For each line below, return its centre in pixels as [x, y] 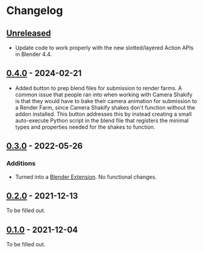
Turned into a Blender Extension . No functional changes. [86, 177]
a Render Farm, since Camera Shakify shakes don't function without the [105, 107]
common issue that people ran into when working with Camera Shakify [104, 94]
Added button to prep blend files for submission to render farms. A [98, 88]
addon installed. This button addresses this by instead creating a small [103, 114]
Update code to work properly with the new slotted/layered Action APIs [104, 48]
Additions [21, 163]
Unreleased [29, 33]
